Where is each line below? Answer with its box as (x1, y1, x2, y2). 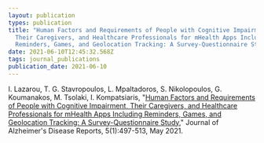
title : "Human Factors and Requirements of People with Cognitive (8, 26, 230, 34)
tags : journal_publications (8, 56, 101, 64)
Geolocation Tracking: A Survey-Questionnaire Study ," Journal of (8, 117, 219, 126)
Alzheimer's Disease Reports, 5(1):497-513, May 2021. (8, 126, 183, 135)
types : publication (8, 19, 72, 27)
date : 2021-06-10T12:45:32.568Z (8, 48, 114, 56)
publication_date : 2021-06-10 (8, 63, 108, 71)
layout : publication (8, 11, 76, 20)
